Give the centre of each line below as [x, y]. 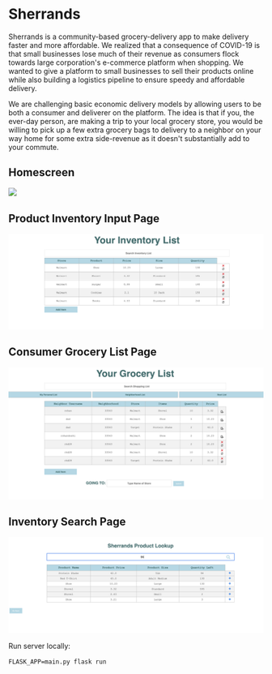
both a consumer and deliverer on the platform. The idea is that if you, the [132, 112]
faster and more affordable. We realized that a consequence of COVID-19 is [134, 45]
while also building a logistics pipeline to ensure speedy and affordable [127, 79]
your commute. [34, 147]
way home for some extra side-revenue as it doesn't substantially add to [129, 138]
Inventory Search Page [67, 522]
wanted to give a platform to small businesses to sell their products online [131, 71]
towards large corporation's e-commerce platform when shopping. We [126, 62]
